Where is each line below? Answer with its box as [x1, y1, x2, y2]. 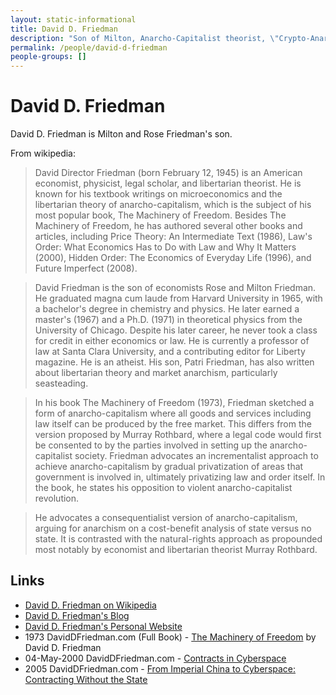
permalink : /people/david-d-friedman [10, 42, 168, 53]
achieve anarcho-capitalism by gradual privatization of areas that [34, 461, 304, 473]
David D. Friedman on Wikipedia [24, 599, 157, 611]
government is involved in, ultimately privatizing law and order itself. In [34, 471, 326, 483]
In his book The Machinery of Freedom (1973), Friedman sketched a [34, 397, 315, 409]
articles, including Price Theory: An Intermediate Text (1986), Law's [34, 231, 313, 243]
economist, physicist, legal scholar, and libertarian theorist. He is [34, 177, 302, 190]
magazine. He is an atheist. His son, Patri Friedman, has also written [34, 356, 315, 368]
